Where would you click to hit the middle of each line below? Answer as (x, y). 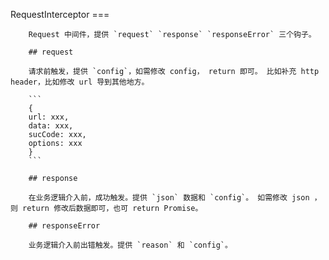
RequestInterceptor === (60, 14)
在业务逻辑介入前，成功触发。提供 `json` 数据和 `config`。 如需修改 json (169, 198)
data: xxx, (51, 126)
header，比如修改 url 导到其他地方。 (80, 82)
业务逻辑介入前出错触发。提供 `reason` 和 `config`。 (130, 245)
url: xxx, (49, 117)
